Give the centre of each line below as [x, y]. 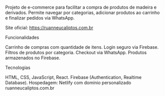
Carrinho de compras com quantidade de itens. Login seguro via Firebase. [82, 47]
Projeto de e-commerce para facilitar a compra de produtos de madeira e [81, 7]
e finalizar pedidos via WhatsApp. [40, 18]
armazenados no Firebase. [33, 58]
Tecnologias [18, 68]
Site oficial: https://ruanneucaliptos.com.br [49, 28]
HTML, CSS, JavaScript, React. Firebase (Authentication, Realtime [73, 77]
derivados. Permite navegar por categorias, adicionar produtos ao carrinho [82, 13]
